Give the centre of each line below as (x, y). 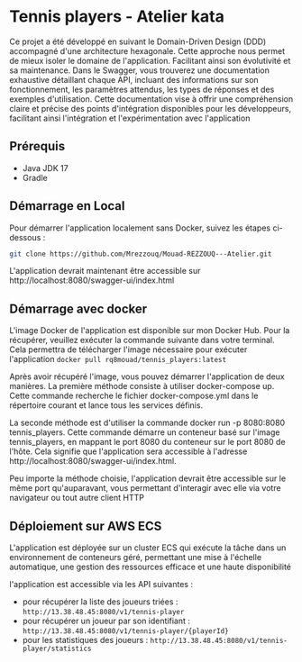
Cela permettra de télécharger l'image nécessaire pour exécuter (128, 349)
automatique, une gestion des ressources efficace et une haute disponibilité (150, 567)
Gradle (35, 177)
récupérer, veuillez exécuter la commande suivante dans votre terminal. (142, 340)
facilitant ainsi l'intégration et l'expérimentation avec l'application (130, 118)
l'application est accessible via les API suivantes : (101, 585)
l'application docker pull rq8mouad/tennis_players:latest (118, 359)
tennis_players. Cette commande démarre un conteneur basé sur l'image (145, 432)
